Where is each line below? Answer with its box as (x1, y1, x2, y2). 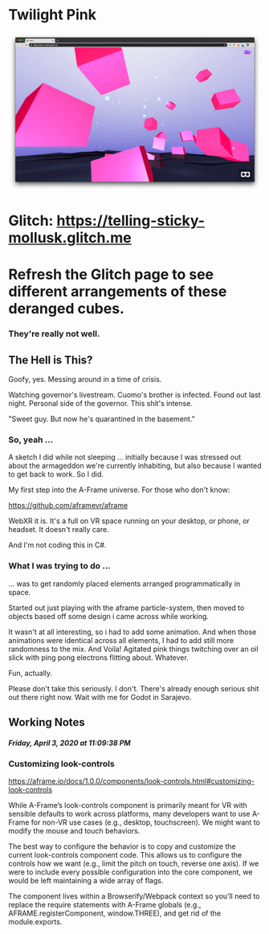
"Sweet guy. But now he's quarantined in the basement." (8, 414, 195, 424)
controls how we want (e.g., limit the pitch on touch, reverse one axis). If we (8, 858, 259, 869)
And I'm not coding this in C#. (8, 540, 107, 550)
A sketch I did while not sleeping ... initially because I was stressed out (8, 453, 242, 462)
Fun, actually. (8, 668, 53, 678)
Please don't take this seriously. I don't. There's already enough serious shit (8, 683, 259, 693)
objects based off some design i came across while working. (8, 611, 209, 621)
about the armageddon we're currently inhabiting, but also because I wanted (8, 461, 262, 471)
